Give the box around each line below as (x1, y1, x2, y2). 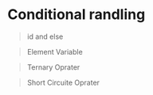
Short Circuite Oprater (26, 78, 100, 87)
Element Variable (26, 47, 83, 56)
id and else (26, 32, 64, 41)
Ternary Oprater (26, 62, 80, 72)
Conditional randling (7, 6, 146, 24)
